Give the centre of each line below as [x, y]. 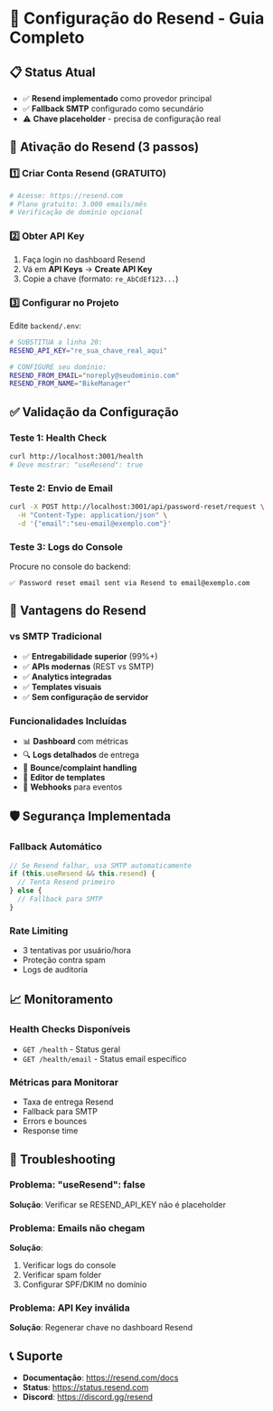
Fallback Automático [56, 847]
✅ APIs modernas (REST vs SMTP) [88, 666]
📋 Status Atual [53, 72]
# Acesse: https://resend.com [66, 195]
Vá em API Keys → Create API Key [87, 269]
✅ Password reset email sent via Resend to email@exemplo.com [130, 582]
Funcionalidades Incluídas [68, 721]
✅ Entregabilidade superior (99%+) [90, 656]
